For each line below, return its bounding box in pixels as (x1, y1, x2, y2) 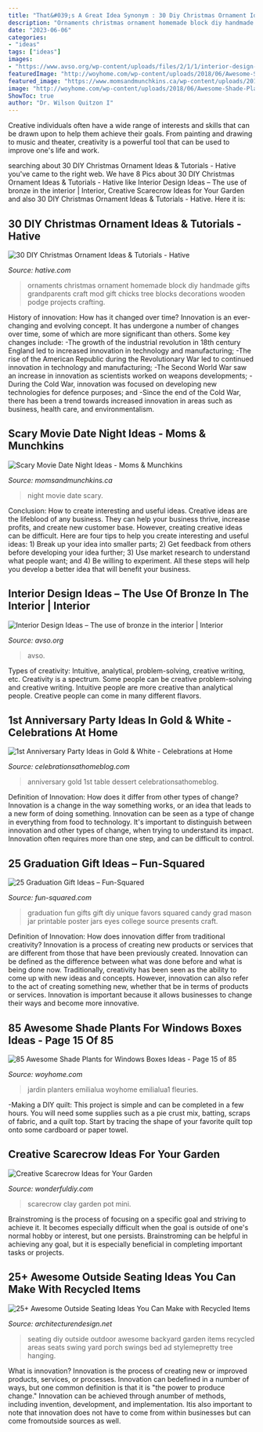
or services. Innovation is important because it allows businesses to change (8, 991, 253, 1000)
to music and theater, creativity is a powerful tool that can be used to (8, 137, 230, 147)
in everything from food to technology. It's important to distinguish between (8, 818, 252, 827)
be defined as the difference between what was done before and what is (8, 957, 243, 966)
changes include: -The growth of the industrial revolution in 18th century (8, 337, 241, 346)
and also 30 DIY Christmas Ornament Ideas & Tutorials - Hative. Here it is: (8, 194, 246, 204)
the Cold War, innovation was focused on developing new (31, 379, 218, 389)
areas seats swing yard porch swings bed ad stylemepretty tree (27, 1342, 233, 1352)
